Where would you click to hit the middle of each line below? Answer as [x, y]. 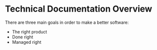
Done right [22, 37]
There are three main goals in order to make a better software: [67, 22]
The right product [29, 32]
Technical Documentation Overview [78, 9]
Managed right [27, 42]
